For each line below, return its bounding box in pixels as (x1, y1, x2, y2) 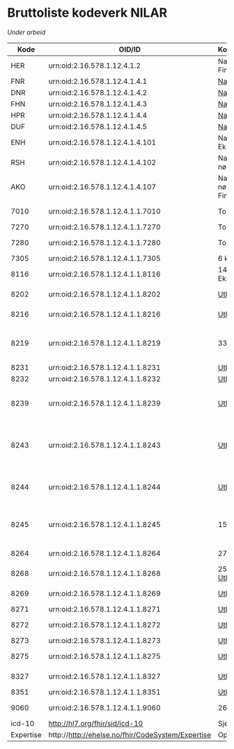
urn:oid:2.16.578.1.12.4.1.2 (48, 61, 141, 71)
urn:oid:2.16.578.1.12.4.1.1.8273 (48, 635, 162, 645)
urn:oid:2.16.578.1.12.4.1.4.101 (48, 138, 157, 147)
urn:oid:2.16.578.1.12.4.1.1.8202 (48, 289, 162, 299)
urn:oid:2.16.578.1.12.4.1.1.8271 (48, 604, 162, 614)
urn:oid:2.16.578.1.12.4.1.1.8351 (48, 687, 162, 697)
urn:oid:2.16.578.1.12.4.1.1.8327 (48, 672, 162, 681)
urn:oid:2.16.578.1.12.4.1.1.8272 (48, 620, 162, 630)
